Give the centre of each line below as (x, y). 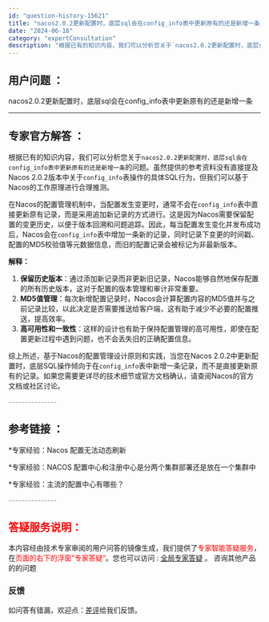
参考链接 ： (36, 429)
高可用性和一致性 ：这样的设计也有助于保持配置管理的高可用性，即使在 (136, 328)
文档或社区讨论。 (36, 385)
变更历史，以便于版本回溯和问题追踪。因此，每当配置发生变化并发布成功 (141, 224)
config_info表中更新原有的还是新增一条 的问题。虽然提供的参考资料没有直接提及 (133, 167)
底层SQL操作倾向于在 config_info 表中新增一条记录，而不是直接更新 (140, 365)
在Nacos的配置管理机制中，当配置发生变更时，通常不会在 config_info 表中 (130, 204)
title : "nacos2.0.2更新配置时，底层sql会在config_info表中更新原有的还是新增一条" (136, 23)
